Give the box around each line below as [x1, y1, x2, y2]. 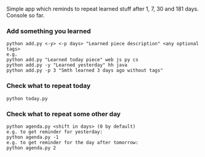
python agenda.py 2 [6, 145, 56, 151]
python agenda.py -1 [6, 134, 60, 140]
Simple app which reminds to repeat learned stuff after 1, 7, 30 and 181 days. [6, 5, 199, 12]
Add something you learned [6, 27, 91, 35]
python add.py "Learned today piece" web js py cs [6, 57, 139, 63]
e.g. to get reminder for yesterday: [6, 128, 103, 135]
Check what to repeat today [6, 82, 91, 90]
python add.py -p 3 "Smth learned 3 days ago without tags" [6, 67, 164, 74]
